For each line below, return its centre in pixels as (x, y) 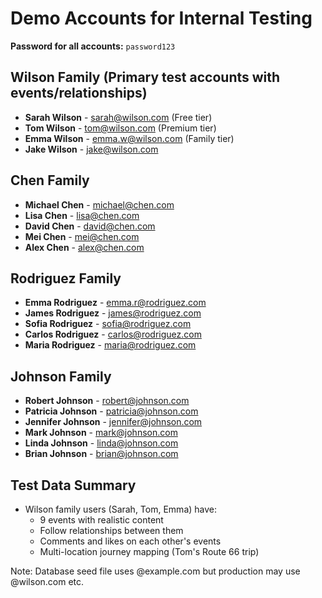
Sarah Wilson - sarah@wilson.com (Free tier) (118, 117)
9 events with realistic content (101, 520)
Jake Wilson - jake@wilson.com (91, 149)
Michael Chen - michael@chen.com (99, 204)
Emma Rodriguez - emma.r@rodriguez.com (115, 303)
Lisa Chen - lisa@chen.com (82, 215)
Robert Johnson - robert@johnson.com (107, 401)
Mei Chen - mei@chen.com (82, 236)
